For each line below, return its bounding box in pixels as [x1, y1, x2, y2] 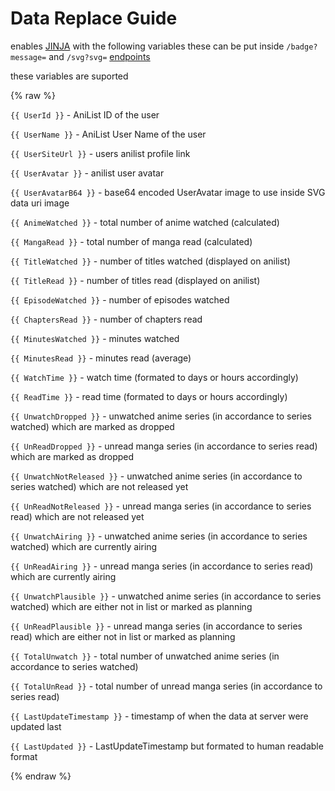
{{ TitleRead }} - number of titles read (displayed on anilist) [10, 274, 261, 286]
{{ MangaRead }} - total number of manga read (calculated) [10, 235, 253, 247]
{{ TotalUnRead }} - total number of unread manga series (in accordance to [10, 680, 323, 692]
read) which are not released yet [10, 510, 145, 522]
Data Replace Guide [10, 7, 178, 30]
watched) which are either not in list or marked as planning [10, 600, 253, 612]
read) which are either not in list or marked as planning [10, 630, 236, 642]
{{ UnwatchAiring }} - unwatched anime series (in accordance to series [10, 530, 308, 542]
